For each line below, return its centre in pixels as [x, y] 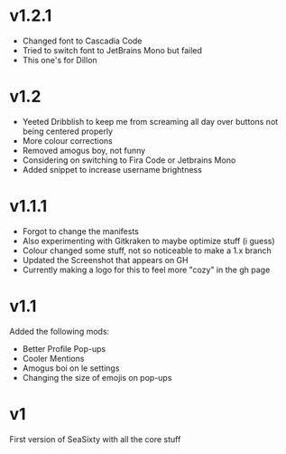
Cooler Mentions [53, 358]
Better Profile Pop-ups [64, 348]
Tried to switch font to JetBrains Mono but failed [112, 50]
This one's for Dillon [60, 60]
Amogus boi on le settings [71, 368]
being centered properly [68, 131]
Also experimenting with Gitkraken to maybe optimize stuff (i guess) [148, 241]
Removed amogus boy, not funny [84, 150]
